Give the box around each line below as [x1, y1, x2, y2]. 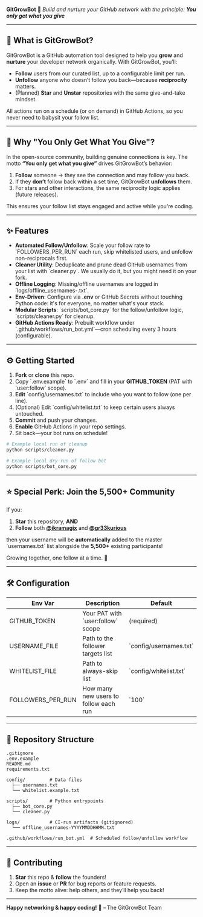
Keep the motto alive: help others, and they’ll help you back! [14, 887, 164, 893]
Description [85, 599, 120, 607]
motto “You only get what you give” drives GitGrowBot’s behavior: [6, 160, 173, 167]
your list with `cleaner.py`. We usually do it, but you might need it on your [14, 268, 197, 275]
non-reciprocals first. [14, 255, 68, 262]
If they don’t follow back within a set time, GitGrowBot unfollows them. [14, 178, 192, 185]
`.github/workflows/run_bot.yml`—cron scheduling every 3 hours [14, 325, 176, 333]
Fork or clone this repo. [14, 371, 74, 379]
